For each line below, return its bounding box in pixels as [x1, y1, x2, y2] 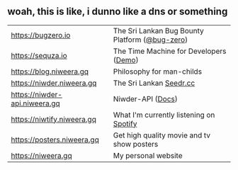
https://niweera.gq [11, 150, 72, 160]
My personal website [113, 150, 183, 160]
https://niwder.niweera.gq [11, 78, 97, 88]
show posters [113, 139, 159, 149]
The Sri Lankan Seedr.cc [113, 78, 195, 88]
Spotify [113, 118, 137, 128]
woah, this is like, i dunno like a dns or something [7, 6, 228, 18]
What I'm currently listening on [113, 110, 215, 120]
